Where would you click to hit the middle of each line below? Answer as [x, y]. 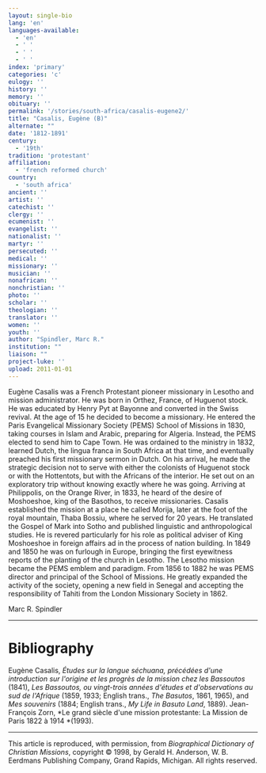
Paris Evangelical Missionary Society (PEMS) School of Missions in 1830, [127, 425]
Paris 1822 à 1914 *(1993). [51, 721]
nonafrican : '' [33, 281]
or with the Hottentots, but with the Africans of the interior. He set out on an [131, 475]
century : [23, 141]
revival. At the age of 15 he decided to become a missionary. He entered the [132, 417]
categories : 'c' [35, 74]
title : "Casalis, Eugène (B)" [58, 119]
